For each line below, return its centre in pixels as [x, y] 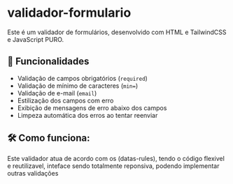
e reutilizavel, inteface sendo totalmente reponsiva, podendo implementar [113, 166]
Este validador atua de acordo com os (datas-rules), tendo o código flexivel [116, 158]
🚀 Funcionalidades [48, 62]
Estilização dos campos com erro [65, 100]
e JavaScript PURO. [36, 39]
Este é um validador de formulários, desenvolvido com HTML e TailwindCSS [117, 32]
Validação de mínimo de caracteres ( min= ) [78, 86]
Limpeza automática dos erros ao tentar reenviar [87, 115]
